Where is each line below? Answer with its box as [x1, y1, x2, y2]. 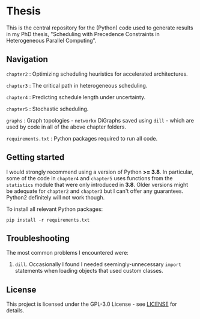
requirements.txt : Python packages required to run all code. [6, 135, 158, 142]
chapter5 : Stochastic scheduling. [6, 105, 89, 112]
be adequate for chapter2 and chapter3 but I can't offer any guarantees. [6, 187, 184, 195]
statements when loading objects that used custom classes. [14, 267, 163, 275]
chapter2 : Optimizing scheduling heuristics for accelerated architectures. [6, 70, 188, 77]
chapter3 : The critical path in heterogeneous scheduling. [6, 82, 148, 89]
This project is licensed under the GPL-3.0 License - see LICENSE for [6, 300, 177, 308]
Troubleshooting [6, 233, 70, 243]
